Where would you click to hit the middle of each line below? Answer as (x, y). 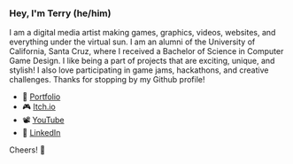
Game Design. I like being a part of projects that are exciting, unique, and (142, 61)
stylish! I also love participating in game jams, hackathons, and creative (139, 70)
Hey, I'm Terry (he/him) (60, 13)
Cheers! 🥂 (27, 150)
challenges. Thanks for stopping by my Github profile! (107, 80)
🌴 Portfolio (41, 97)
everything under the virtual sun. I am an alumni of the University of (132, 42)
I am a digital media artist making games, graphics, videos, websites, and (143, 33)
